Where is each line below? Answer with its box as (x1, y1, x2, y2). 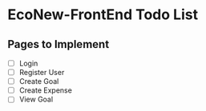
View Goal (18, 94, 54, 105)
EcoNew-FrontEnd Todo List (7, 6, 198, 24)
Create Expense (18, 85, 73, 95)
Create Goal (18, 77, 59, 86)
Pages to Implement (7, 38, 110, 51)
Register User (18, 68, 65, 77)
